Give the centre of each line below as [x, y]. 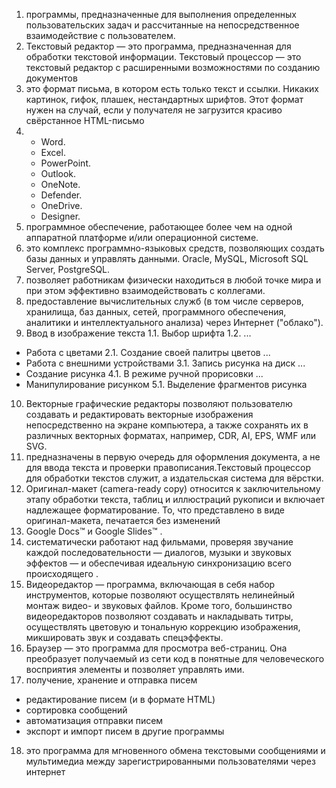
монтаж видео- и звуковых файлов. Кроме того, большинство [159, 605]
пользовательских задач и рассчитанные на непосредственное [162, 25]
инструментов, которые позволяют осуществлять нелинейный [160, 595]
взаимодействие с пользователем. [100, 35]
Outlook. [58, 173]
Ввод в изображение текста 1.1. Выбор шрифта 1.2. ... [138, 333]
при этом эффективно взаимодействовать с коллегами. [145, 290]
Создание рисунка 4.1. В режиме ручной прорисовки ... [144, 373]
